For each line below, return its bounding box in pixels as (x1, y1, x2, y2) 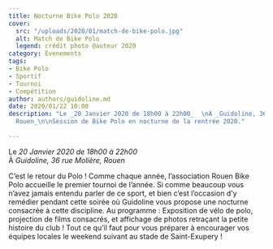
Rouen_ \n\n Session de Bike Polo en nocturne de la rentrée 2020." (15, 118, 245, 126)
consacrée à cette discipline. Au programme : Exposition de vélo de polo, (8, 205, 253, 215)
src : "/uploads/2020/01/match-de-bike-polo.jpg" (15, 27, 184, 35)
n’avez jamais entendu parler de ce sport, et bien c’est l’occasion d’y (8, 188, 237, 198)
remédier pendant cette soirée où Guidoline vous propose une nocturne (8, 196, 249, 207)
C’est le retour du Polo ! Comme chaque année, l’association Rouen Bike (8, 171, 249, 181)
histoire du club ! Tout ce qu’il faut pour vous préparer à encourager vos (8, 222, 249, 232)
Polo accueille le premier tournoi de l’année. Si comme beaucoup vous (8, 179, 245, 189)
